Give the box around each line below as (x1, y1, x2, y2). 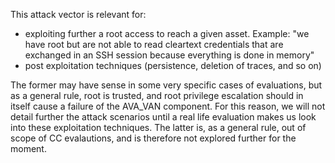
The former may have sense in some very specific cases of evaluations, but (10, 79, 323, 91)
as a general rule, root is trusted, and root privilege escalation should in (10, 90, 304, 101)
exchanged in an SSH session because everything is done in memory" (24, 49, 315, 61)
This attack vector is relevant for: (10, 9, 147, 20)
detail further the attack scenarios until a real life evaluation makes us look (10, 111, 317, 123)
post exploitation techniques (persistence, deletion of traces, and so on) (24, 60, 322, 71)
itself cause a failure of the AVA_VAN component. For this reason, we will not (10, 100, 326, 112)
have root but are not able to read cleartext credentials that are (24, 39, 284, 50)
